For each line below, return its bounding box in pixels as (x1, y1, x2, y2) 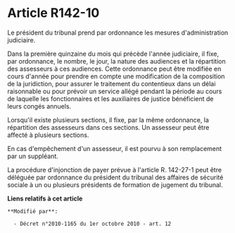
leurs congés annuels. (7, 102, 72, 110)
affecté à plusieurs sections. (7, 131, 89, 139)
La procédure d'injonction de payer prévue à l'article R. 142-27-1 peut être (7, 165, 222, 174)
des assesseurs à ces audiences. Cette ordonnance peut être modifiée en (7, 64, 222, 73)
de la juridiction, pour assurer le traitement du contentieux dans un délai (7, 79, 216, 88)
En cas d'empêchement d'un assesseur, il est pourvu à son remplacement (7, 144, 222, 153)
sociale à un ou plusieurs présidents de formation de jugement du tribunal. (7, 180, 223, 189)
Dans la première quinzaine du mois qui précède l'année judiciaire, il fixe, (7, 49, 220, 58)
